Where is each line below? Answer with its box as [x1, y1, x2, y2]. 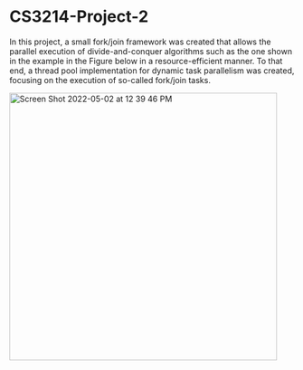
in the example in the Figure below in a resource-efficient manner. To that [9, 55, 283, 66]
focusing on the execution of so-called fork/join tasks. [9, 74, 211, 85]
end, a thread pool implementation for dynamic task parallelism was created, [9, 65, 295, 76]
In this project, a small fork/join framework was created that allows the [9, 36, 271, 47]
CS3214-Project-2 [9, 6, 149, 27]
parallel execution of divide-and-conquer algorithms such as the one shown [9, 45, 292, 56]
